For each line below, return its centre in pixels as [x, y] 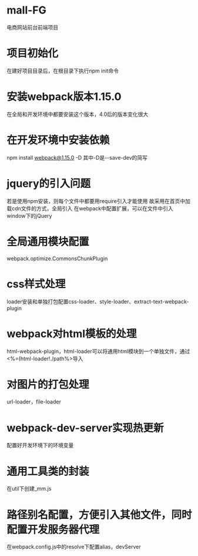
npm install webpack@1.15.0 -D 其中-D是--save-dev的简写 [77, 157]
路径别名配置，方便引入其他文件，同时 [100, 514]
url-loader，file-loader [34, 402]
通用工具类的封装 [48, 471]
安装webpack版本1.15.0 [64, 97]
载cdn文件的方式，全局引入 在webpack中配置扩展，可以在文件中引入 [90, 208]
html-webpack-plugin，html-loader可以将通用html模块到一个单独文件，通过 [98, 351]
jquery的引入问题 [49, 183]
